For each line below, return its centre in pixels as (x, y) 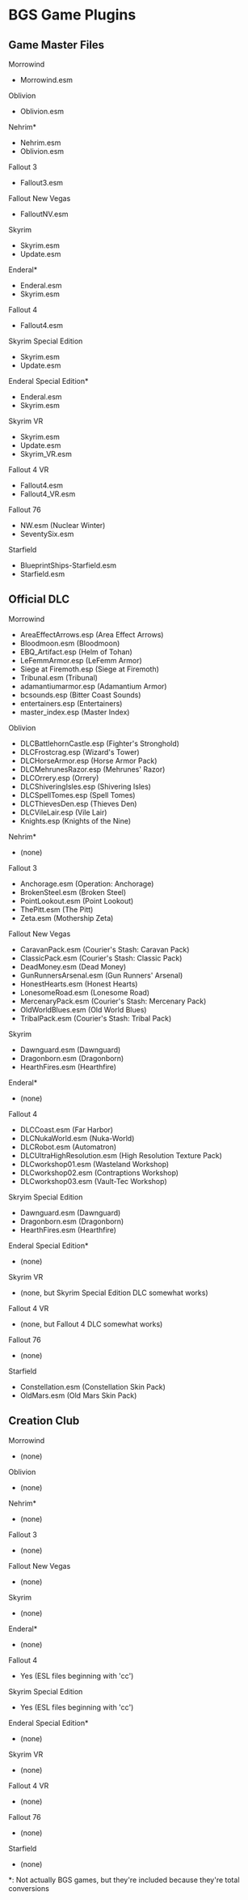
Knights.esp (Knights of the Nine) (76, 820)
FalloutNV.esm (44, 214)
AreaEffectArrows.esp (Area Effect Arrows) (92, 634)
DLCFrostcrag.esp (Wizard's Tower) (80, 752)
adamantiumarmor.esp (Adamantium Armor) (93, 686)
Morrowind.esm (46, 80)
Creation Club (44, 1421)
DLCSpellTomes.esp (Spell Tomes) (78, 795)
